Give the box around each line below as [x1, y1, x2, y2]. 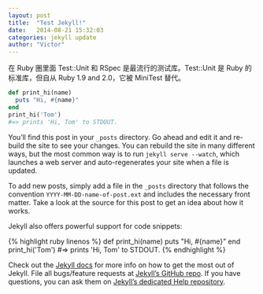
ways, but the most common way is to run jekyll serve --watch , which [8, 149, 240, 158]
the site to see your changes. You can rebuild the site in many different [26, 141, 255, 150]
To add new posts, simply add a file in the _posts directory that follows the [8, 181, 250, 190]
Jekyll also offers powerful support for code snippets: [8, 221, 183, 230]
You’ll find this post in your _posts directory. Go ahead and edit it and [8, 132, 232, 141]
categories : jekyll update [8, 33, 97, 42]
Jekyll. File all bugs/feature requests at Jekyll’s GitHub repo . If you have [8, 268, 241, 277]
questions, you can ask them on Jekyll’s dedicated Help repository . [8, 277, 226, 286]
